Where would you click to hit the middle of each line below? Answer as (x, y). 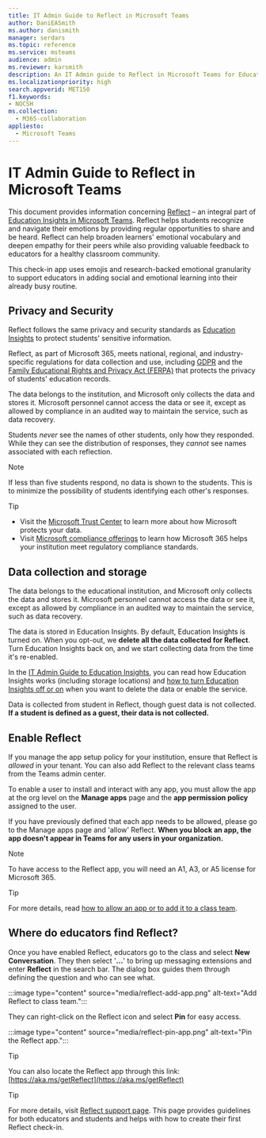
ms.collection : (33, 112)
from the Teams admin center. (57, 774)
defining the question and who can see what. (82, 977)
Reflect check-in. (36, 1127)
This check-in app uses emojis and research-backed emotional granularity (130, 269)
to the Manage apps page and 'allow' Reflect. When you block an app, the (130, 830)
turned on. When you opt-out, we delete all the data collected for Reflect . (129, 640)
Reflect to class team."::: (48, 1001)
